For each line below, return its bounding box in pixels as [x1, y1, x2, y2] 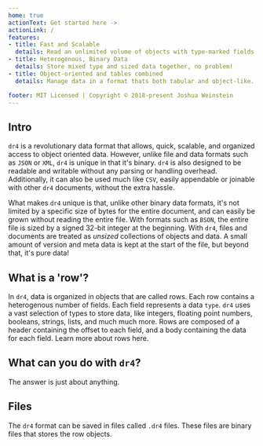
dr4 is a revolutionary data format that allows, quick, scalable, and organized [8, 141, 255, 151]
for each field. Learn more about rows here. [8, 334, 149, 342]
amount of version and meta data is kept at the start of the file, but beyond [8, 240, 249, 250]
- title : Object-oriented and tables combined [8, 70, 163, 78]
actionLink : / [8, 26, 55, 34]
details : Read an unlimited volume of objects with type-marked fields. [15, 48, 258, 56]
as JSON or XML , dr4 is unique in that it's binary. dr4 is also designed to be [8, 158, 242, 167]
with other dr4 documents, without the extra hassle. [8, 183, 175, 192]
